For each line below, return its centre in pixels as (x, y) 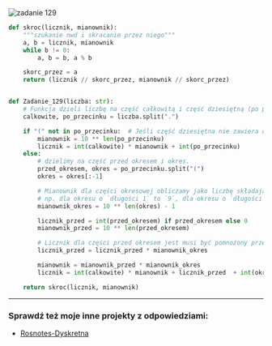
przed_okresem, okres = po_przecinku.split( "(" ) (121, 169)
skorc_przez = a (51, 72)
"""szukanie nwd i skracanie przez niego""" (99, 35)
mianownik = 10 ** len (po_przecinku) (101, 139)
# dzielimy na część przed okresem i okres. (114, 161)
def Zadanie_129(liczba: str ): (61, 102)
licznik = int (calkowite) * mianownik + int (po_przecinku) (139, 146)
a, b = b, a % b (65, 58)
